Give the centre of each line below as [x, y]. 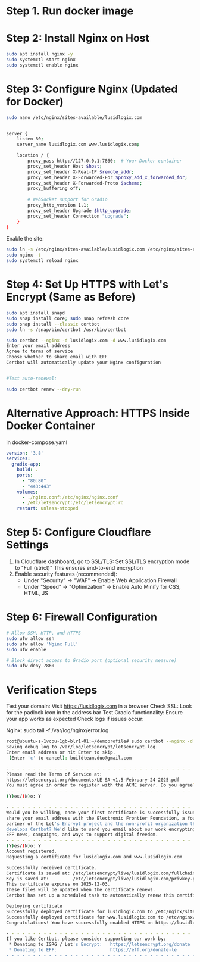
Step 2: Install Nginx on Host [78, 38]
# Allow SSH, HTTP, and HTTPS [44, 633]
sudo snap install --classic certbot [53, 324]
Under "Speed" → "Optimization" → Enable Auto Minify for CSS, [102, 587]
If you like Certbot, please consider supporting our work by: [86, 939]
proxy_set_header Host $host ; [65, 166]
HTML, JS [36, 593]
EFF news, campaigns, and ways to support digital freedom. [82, 835]
